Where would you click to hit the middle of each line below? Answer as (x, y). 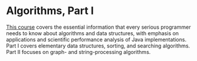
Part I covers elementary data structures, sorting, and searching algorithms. (98, 46)
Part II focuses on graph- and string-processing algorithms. (78, 52)
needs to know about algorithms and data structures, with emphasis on (92, 33)
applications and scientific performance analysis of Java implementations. (96, 39)
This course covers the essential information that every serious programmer (98, 27)
